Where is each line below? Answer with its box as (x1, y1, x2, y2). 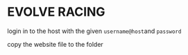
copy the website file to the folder (7, 40, 104, 48)
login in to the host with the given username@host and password (7, 27, 182, 35)
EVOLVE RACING (7, 4, 105, 20)
